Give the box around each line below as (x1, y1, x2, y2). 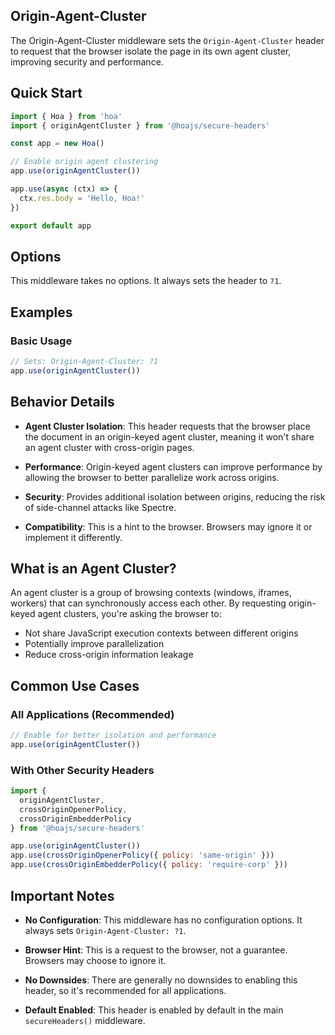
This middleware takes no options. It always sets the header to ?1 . (10, 275, 282, 287)
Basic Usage (10, 334, 73, 348)
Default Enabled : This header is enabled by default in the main (24, 1004, 284, 1016)
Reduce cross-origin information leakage (24, 649, 194, 661)
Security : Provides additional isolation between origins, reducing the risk (24, 490, 326, 503)
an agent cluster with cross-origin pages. (24, 441, 195, 453)
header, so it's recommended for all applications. (24, 984, 227, 996)
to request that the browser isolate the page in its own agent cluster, (10, 45, 292, 57)
